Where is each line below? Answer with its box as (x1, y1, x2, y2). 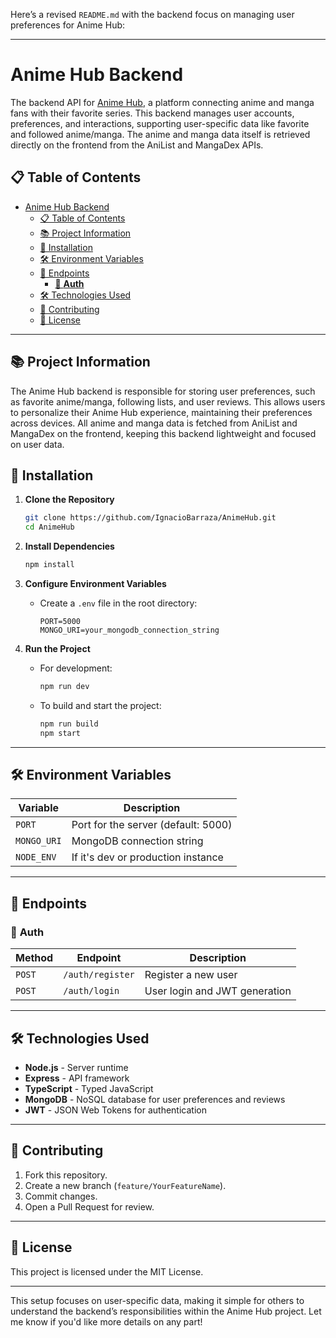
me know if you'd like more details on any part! (10, 1315, 203, 1328)
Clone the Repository (24, 494, 115, 506)
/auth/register (63, 969, 135, 981)
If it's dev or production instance (71, 850, 224, 864)
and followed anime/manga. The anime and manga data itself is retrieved (10, 128, 311, 140)
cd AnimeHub (24, 522, 75, 533)
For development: (39, 662, 113, 674)
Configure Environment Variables (24, 578, 167, 589)
